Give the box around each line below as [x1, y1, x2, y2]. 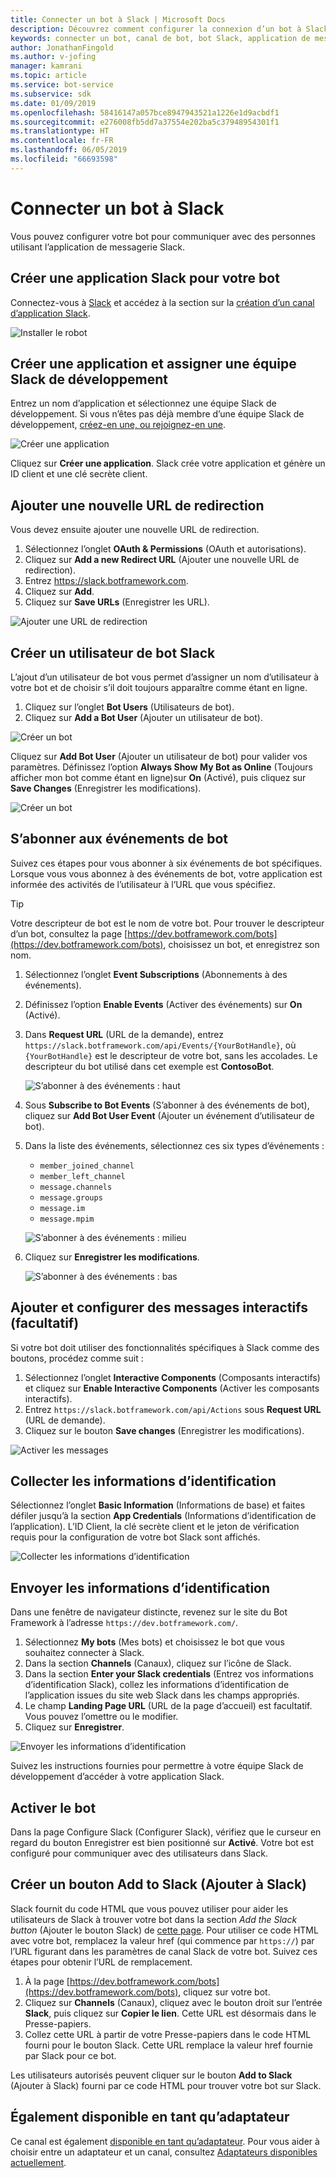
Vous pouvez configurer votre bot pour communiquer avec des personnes [10, 230, 316, 242]
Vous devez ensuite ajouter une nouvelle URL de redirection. [10, 524, 260, 536]
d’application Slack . [10, 307, 91, 319]
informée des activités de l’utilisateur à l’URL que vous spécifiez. [10, 878, 276, 890]
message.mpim [39, 1214, 95, 1224]
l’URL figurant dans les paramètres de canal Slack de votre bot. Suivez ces [10, 1945, 318, 1957]
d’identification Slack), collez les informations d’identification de [24, 1679, 290, 1691]
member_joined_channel [39, 1161, 135, 1171]
